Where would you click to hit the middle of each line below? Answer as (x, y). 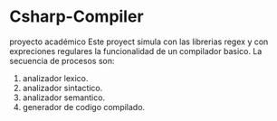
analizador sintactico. (62, 88)
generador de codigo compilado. (84, 107)
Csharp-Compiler (76, 17)
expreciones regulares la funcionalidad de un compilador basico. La (136, 51)
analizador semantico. (64, 98)
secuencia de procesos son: (62, 60)
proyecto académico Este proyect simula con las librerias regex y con (139, 42)
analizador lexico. (55, 78)
